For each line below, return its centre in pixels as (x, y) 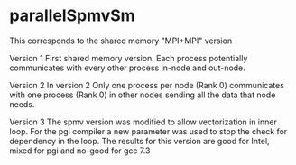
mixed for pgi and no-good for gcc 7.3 (80, 151)
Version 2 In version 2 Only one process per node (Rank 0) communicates (147, 85)
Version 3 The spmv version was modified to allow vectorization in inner (143, 122)
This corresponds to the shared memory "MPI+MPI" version (121, 41)
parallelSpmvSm (72, 16)
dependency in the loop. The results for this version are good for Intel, (139, 141)
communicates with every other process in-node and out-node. (127, 68)
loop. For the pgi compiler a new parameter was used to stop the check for (148, 131)
